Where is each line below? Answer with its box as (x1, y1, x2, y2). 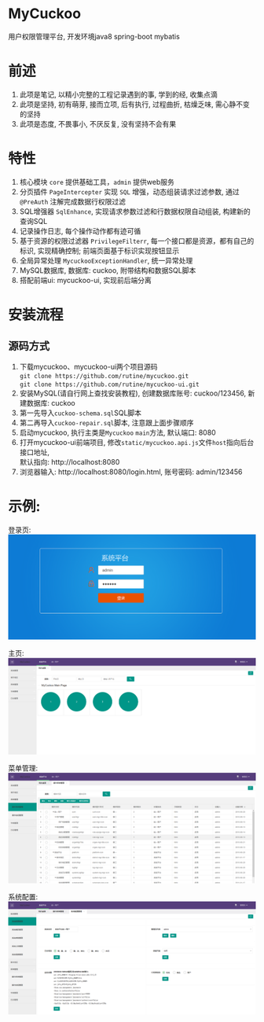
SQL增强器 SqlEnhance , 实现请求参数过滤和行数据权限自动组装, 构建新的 (19, 206, 251, 216)
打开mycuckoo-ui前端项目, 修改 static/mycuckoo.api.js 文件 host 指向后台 (19, 437, 255, 447)
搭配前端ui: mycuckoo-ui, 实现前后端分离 (19, 275, 152, 285)
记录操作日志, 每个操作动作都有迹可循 (19, 226, 141, 236)
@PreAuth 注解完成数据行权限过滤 (19, 197, 126, 206)
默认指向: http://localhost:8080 (19, 457, 120, 466)
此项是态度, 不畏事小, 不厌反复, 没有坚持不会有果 (19, 119, 177, 128)
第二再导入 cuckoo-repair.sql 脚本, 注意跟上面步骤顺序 (19, 417, 194, 427)
